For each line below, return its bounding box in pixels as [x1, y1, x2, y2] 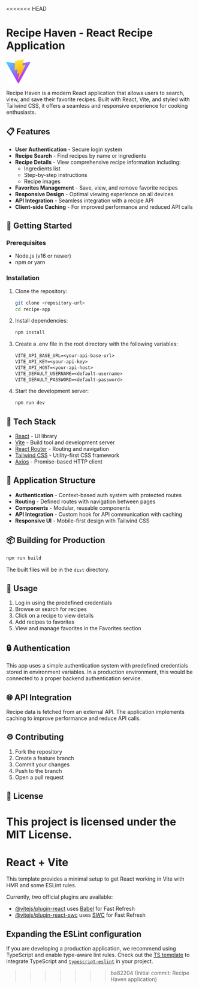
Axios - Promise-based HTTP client [14, 458, 103, 465]
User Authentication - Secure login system [14, 146, 123, 153]
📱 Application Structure [6, 476, 96, 486]
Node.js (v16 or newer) [14, 252, 72, 259]
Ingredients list [23, 165, 61, 172]
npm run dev [14, 400, 45, 406]
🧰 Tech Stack [6, 417, 56, 427]
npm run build [6, 555, 42, 561]
